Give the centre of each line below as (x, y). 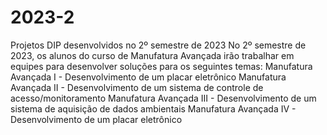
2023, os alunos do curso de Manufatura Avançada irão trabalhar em (152, 55)
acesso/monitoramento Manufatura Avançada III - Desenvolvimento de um (163, 98)
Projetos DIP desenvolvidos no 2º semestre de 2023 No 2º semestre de (158, 45)
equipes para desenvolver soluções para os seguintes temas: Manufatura (161, 66)
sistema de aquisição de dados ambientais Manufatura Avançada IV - (153, 108)
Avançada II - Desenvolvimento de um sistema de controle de (137, 87)
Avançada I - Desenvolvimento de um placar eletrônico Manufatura (148, 77)
